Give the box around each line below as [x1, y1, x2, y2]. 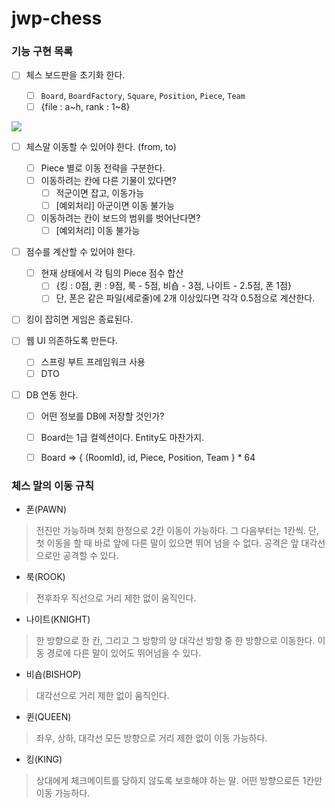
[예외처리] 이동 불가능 [55, 225, 141, 237]
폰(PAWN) [25, 503, 68, 516]
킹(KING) [25, 753, 63, 766]
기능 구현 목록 [11, 45, 74, 59]
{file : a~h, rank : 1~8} [40, 100, 131, 112]
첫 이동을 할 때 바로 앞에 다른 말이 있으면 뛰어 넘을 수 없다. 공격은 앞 [35, 537, 299, 549]
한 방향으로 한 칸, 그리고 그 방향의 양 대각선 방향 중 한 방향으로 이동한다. [35, 635, 316, 647]
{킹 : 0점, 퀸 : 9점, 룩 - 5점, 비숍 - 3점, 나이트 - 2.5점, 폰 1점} [55, 280, 292, 292]
